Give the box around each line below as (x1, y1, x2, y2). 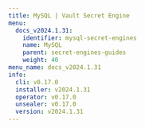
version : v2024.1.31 (15, 108, 84, 116)
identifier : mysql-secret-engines (22, 33, 137, 42)
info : (8, 71, 26, 79)
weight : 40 (22, 56, 59, 64)
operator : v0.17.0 (15, 93, 77, 101)
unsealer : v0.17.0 (15, 100, 77, 108)
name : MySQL (22, 41, 62, 49)
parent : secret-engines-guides (22, 48, 127, 56)
